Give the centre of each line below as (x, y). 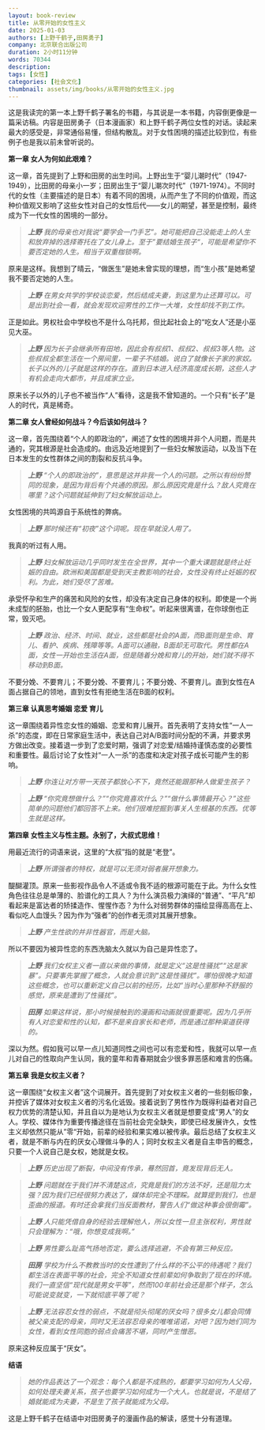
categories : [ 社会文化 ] (45, 81)
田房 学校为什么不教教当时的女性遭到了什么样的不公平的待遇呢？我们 (139, 1265)
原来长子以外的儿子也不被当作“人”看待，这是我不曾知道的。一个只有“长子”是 (132, 395)
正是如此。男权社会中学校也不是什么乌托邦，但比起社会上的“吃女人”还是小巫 (132, 322)
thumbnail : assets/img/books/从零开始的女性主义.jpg (91, 89)
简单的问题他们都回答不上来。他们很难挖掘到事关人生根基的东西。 (134, 808)
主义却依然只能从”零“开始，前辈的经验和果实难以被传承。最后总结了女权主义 (132, 1132)
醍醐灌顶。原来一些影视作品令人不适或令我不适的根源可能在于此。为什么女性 (132, 886)
